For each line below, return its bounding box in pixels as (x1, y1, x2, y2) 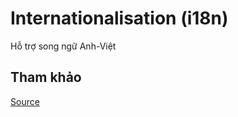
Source (10, 95, 40, 107)
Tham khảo (10, 69, 82, 86)
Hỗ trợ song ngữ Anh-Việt (10, 40, 117, 52)
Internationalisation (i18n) (10, 7, 229, 30)
